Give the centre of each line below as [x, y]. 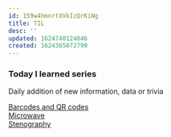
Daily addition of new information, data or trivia [86, 91]
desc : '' [23, 31]
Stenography [30, 124]
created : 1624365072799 [48, 46]
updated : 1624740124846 [48, 38]
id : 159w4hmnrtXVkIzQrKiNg [53, 16]
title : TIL [26, 23]
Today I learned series [53, 74]
